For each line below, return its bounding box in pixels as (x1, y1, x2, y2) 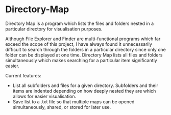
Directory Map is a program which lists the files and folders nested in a (5, 20, 154, 26)
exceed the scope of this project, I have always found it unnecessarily (5, 41, 152, 47)
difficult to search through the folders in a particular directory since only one (5, 46, 166, 52)
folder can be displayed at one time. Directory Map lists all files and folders (5, 52, 163, 58)
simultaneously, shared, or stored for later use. (12, 104, 111, 110)
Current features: (5, 72, 42, 78)
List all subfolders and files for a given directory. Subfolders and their (12, 82, 158, 89)
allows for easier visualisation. (12, 93, 77, 99)
